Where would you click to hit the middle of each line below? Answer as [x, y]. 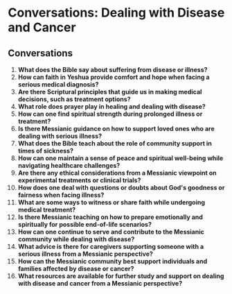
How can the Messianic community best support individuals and [113, 261]
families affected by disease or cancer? [76, 269]
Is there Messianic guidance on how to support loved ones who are [116, 129]
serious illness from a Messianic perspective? [85, 254]
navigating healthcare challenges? [69, 165]
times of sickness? [46, 151]
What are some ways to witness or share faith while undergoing [111, 202]
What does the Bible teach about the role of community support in [115, 143]
